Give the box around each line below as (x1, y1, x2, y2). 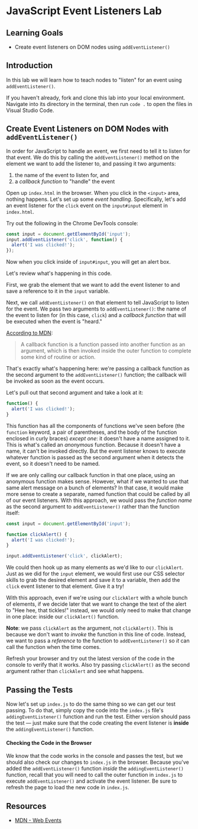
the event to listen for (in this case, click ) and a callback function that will (6, 312, 186, 319)
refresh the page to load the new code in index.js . (6, 784, 129, 791)
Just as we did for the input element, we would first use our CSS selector (6, 570, 185, 577)
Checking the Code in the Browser (6, 739, 92, 746)
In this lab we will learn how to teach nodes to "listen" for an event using (6, 76, 182, 84)
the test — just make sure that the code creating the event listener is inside (6, 719, 189, 726)
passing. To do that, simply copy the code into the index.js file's (6, 706, 164, 713)
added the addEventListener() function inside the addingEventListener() (6, 765, 184, 772)
